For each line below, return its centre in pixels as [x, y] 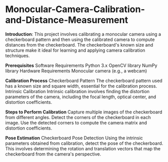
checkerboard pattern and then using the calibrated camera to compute [80, 39]
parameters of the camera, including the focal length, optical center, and [81, 97]
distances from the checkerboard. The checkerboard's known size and [79, 45]
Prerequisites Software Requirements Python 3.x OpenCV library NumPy [81, 65]
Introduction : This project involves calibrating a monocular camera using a [83, 34]
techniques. [17, 55]
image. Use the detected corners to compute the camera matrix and [76, 123]
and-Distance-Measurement [67, 20]
